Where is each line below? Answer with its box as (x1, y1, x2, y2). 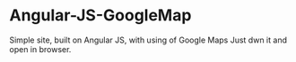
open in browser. (9, 43, 72, 54)
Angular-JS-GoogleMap (9, 5, 192, 26)
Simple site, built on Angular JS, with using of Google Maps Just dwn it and (9, 35, 287, 45)
